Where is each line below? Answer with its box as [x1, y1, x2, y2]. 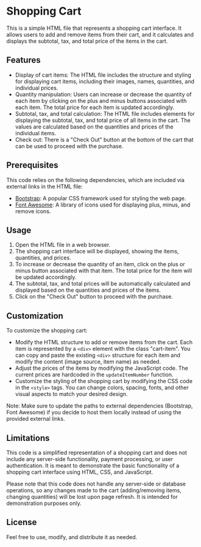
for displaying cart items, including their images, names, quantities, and [15, 77, 195, 85]
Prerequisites [6, 160, 58, 171]
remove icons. [15, 207, 51, 214]
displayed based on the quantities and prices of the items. [15, 286, 161, 294]
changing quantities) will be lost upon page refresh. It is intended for [6, 493, 178, 500]
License [6, 517, 37, 528]
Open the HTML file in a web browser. [15, 241, 111, 249]
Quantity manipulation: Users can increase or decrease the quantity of [15, 90, 192, 98]
